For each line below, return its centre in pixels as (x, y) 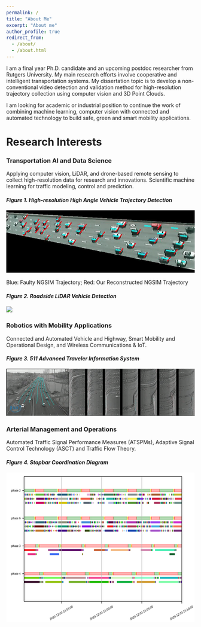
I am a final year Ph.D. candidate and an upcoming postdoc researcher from (100, 68)
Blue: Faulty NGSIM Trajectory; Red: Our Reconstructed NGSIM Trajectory (97, 282)
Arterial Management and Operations (62, 429)
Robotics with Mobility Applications (59, 326)
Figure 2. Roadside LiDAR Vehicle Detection (61, 296)
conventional (22, 87)
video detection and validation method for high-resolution (110, 87)
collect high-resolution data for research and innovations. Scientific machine (100, 180)
